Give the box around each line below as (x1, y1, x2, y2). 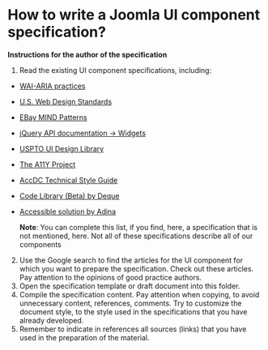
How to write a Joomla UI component (7, 6, 261, 24)
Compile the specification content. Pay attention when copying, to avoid (19, 289, 260, 299)
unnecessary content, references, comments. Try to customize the (19, 298, 242, 308)
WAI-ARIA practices (19, 81, 86, 91)
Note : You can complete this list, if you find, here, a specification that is (19, 222, 258, 232)
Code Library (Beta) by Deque (19, 190, 120, 200)
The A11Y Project (19, 160, 76, 169)
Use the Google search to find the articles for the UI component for (19, 255, 244, 265)
